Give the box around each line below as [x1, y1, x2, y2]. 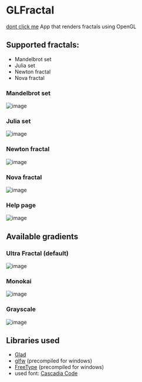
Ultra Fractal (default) [6, 249, 69, 257]
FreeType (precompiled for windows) [14, 364, 104, 371]
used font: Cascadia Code [14, 370, 78, 377]
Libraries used [6, 336, 60, 346]
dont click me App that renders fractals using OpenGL [6, 23, 137, 30]
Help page [6, 201, 36, 209]
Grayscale [6, 305, 36, 313]
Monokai [6, 277, 32, 285]
